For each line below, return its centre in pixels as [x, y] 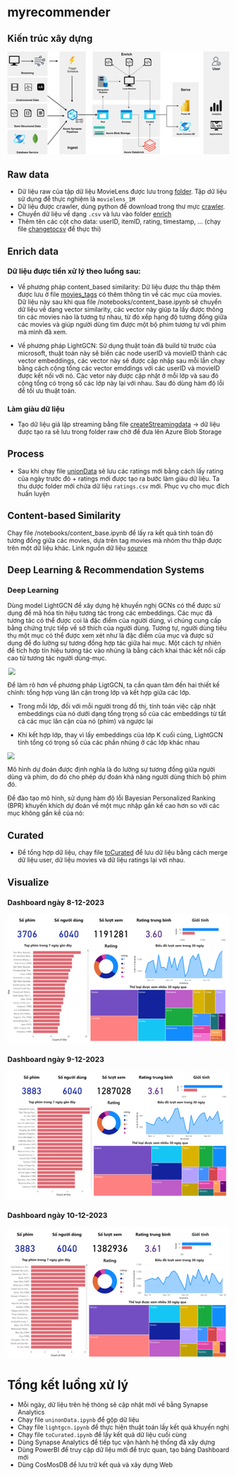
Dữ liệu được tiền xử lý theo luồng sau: [74, 271]
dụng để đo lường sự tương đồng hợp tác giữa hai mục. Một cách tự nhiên [114, 643]
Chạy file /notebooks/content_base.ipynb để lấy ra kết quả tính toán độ [110, 533]
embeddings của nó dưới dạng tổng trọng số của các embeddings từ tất [122, 714]
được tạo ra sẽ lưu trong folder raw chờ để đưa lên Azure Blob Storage [119, 432]
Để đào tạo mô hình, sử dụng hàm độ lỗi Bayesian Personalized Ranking [112, 798]
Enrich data [33, 251]
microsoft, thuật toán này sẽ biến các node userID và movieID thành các [122, 353]
